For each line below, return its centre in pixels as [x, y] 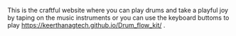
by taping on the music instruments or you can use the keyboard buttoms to [118, 18]
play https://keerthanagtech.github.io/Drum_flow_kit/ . [86, 25]
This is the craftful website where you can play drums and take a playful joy [118, 10]
